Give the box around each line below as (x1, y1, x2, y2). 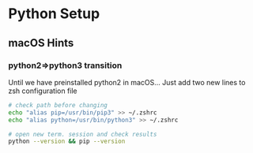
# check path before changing (8, 101, 108, 109)
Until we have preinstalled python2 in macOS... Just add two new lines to (8, 77, 246, 87)
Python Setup (8, 5, 100, 23)
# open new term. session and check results (8, 130, 157, 138)
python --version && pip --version (8, 137, 126, 146)
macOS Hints (8, 36, 74, 50)
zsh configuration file (8, 86, 77, 95)
